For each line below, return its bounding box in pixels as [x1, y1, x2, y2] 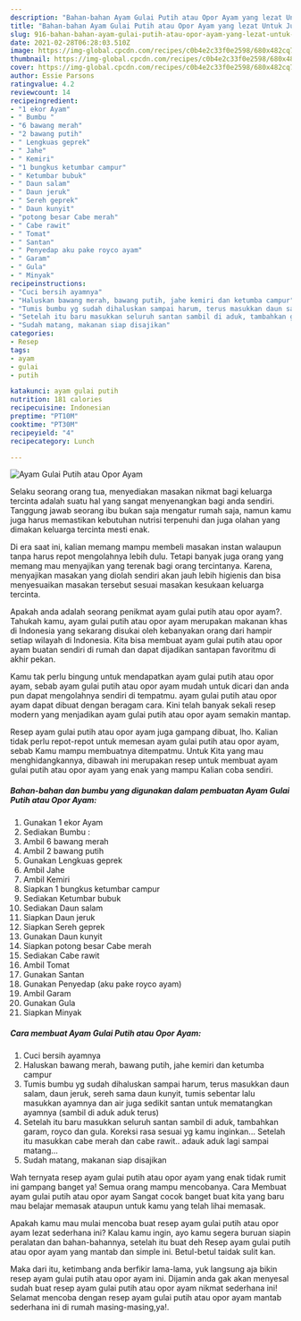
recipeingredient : [10, 96, 79, 106]
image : [10, 47, 35, 55]
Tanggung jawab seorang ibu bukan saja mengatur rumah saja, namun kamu [10, 505, 292, 516]
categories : [10, 329, 54, 338]
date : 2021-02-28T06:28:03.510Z [10, 38, 130, 47]
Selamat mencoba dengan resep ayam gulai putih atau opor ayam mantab [10, 1292, 282, 1303]
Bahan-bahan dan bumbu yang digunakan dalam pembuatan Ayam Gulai [10, 784, 290, 796]
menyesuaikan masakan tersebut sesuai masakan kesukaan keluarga [10, 580, 264, 590]
